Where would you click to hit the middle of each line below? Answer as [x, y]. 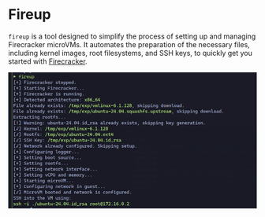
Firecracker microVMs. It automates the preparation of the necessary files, [129, 44]
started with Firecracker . [48, 61]
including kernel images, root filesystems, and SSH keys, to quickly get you [130, 53]
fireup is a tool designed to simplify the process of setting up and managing [132, 36]
